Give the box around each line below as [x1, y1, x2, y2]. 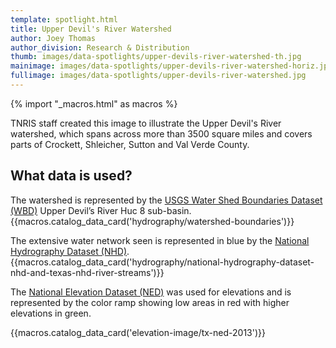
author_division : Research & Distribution [10, 42, 190, 53]
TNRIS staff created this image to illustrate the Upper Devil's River [10, 117, 282, 129]
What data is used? [10, 167, 133, 185]
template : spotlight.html [10, 14, 118, 25]
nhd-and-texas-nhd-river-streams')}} [10, 266, 165, 278]
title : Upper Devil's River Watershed [10, 24, 172, 34]
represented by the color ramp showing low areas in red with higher [10, 296, 290, 308]
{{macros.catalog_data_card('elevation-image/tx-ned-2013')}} [10, 326, 266, 338]
